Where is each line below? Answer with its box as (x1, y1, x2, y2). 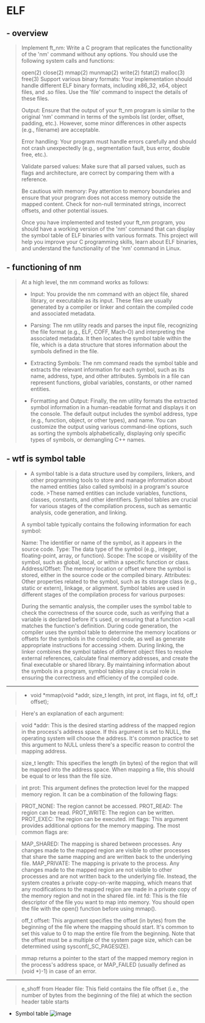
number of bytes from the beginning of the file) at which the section (21, 991, 192, 999)
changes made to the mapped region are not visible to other (21, 866, 173, 873)
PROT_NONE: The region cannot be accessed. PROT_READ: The (21, 802, 183, 809)
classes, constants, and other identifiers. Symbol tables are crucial (30, 495, 198, 503)
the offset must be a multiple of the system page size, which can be (21, 936, 192, 943)
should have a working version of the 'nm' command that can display (21, 225, 195, 232)
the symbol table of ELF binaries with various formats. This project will (21, 232, 198, 239)
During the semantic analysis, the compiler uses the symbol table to (21, 602, 192, 610)
